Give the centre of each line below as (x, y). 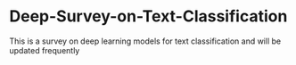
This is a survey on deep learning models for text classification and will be (145, 41)
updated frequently (45, 50)
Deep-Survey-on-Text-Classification (148, 16)
